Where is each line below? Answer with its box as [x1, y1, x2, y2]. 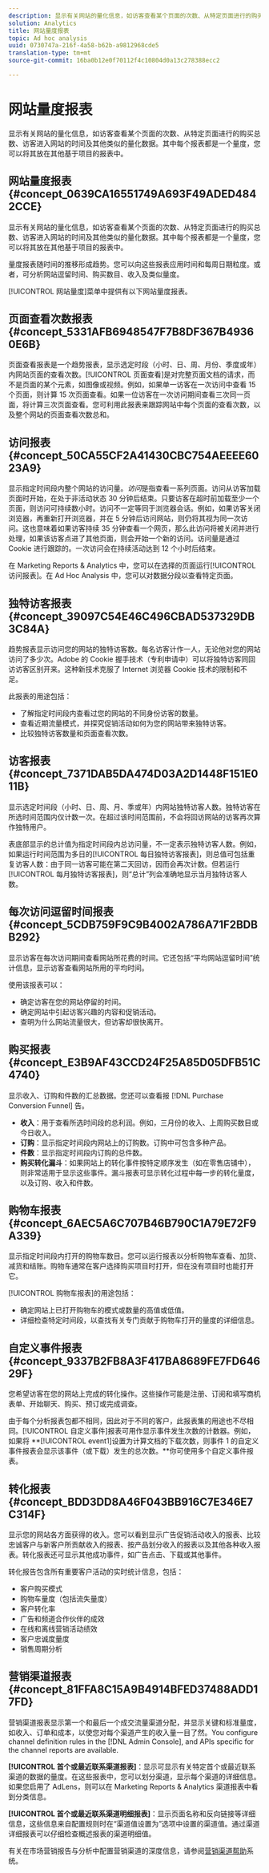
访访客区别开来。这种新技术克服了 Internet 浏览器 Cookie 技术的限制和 [8, 665, 241, 674]
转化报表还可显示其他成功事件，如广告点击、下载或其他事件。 [22, 1549, 226, 1559]
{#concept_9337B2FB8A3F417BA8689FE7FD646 [8, 1354, 261, 1368]
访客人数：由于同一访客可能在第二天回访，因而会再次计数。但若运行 [14, 859, 240, 868]
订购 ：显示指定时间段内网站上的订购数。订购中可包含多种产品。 [19, 1138, 231, 1147]
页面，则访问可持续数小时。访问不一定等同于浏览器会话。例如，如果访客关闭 [8, 504, 261, 513]
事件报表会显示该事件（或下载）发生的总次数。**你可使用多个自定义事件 [8, 1446, 247, 1456]
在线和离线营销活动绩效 [19, 1624, 98, 1633]
